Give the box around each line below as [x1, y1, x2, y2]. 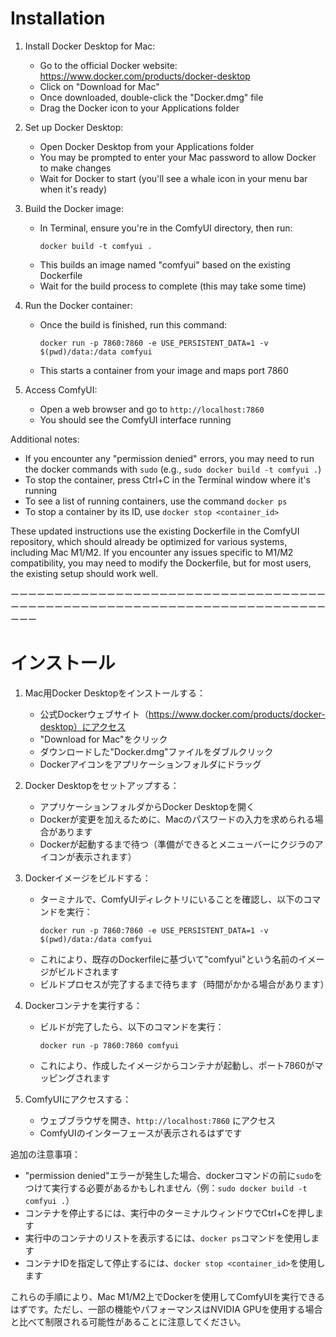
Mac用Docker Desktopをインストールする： [24, 687, 207, 699]
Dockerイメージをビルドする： [24, 872, 152, 884]
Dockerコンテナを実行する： [24, 999, 143, 1011]
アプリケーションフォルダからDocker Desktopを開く [39, 800, 255, 812]
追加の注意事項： [10, 1148, 81, 1160]
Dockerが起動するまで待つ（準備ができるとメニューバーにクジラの [39, 838, 315, 850]
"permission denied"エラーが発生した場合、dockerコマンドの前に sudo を [24, 1169, 323, 1181]
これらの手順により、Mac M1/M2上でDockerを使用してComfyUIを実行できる [10, 1290, 325, 1302]
